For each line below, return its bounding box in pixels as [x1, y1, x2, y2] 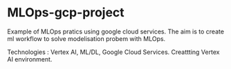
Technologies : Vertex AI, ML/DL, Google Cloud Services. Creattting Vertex [7, 48, 220, 56]
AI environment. [7, 55, 53, 63]
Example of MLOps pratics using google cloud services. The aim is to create [7, 27, 225, 36]
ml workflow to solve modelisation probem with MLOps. [7, 34, 166, 42]
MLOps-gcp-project [7, 5, 124, 20]
